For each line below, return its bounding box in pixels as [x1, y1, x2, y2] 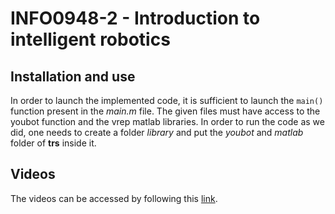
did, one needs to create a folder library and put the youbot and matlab [10, 127, 304, 138]
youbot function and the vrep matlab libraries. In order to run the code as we [10, 116, 325, 127]
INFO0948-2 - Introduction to [10, 7, 261, 30]
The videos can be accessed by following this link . [10, 192, 218, 204]
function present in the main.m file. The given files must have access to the [10, 105, 321, 117]
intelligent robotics [10, 28, 171, 51]
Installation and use [10, 68, 136, 85]
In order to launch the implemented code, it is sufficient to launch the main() [10, 95, 324, 106]
